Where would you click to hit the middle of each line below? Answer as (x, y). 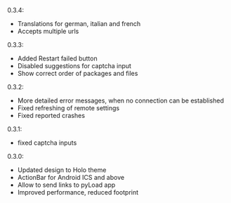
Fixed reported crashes (51, 116)
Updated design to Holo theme (62, 170)
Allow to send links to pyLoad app (66, 185)
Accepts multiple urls (48, 31)
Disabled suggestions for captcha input (74, 66)
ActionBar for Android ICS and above (71, 177)
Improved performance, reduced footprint (78, 192)
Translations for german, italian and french (79, 24)
